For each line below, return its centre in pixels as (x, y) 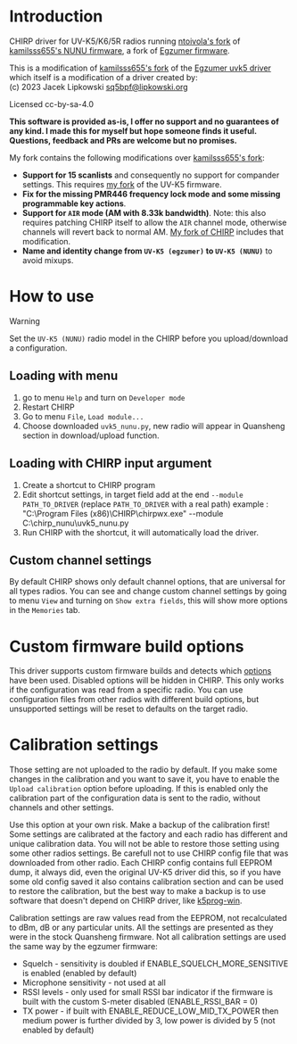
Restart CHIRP (49, 407)
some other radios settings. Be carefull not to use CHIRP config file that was (149, 853)
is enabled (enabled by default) (79, 974)
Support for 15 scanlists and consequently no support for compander (151, 175)
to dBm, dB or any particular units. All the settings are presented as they (141, 928)
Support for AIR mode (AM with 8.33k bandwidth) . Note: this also (144, 212)
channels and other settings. (62, 808)
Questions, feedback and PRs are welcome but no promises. (124, 140)
